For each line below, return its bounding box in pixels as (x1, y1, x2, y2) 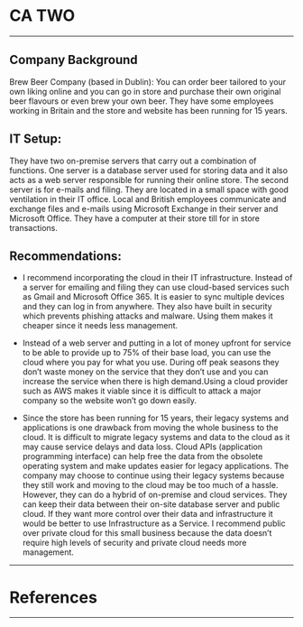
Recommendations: (9, 248, 122, 263)
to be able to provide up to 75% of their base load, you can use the (22, 347, 271, 358)
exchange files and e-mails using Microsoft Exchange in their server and (9, 203, 279, 214)
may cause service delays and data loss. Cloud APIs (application (22, 441, 263, 452)
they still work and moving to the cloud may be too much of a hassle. (22, 480, 279, 491)
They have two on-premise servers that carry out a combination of (9, 155, 257, 166)
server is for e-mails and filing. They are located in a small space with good (9, 184, 289, 195)
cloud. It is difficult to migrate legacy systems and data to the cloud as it (22, 432, 290, 443)
